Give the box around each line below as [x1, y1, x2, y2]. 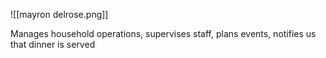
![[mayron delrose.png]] [10, 9, 109, 20]
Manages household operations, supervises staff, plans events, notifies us [10, 28, 317, 39]
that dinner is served [10, 39, 96, 50]
